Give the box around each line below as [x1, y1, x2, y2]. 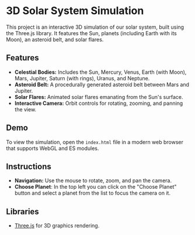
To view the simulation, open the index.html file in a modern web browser [6, 138, 184, 145]
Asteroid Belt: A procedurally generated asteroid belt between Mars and [14, 81, 190, 88]
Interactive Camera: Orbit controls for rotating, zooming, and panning [14, 100, 183, 107]
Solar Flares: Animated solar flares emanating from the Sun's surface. [14, 93, 183, 100]
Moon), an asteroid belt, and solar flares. [6, 36, 104, 43]
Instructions [6, 161, 51, 171]
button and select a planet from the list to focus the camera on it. [14, 189, 171, 197]
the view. [14, 105, 37, 113]
